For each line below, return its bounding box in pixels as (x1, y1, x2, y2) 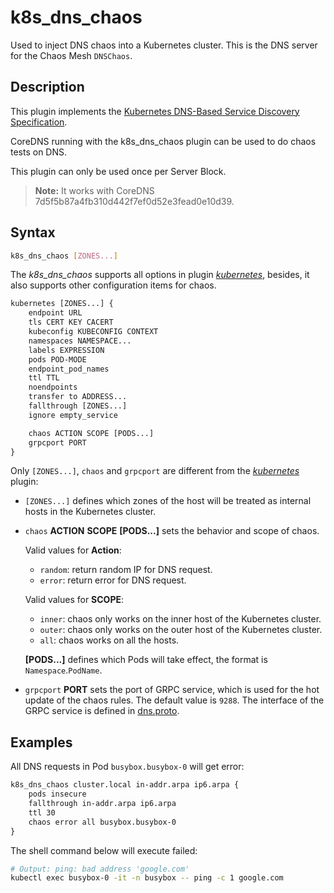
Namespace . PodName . (24, 664, 103, 676)
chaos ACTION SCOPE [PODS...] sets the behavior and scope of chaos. (24, 525, 320, 537)
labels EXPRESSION (28, 345, 105, 355)
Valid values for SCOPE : (24, 594, 125, 606)
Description (10, 79, 85, 96)
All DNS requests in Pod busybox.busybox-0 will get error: (10, 761, 245, 773)
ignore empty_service (28, 410, 118, 420)
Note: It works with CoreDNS (34, 184, 155, 196)
